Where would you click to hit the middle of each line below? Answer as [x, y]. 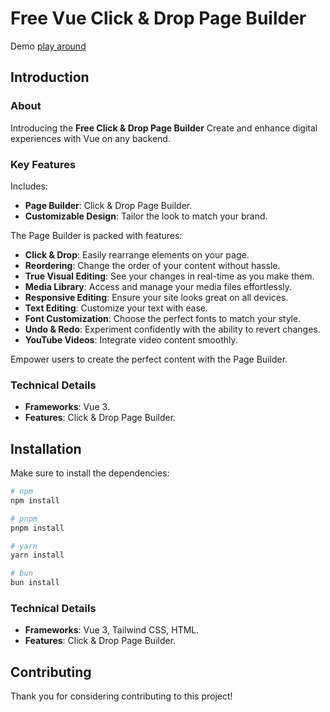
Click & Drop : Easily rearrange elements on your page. [137, 254]
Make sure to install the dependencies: [90, 473]
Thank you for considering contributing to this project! [121, 696]
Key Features [43, 164]
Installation [46, 448]
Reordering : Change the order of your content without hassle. [152, 265]
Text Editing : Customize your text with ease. [116, 308]
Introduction [50, 77]
